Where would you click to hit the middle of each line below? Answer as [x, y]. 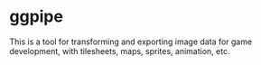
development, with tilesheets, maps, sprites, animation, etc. [120, 51]
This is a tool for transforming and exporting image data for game [131, 42]
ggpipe [36, 17]
